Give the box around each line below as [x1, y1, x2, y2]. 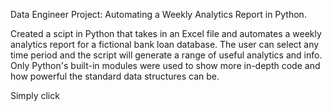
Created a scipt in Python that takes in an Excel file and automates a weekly [10, 28, 322, 39]
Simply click [10, 90, 60, 101]
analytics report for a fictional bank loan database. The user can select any [10, 39, 320, 50]
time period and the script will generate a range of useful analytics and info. [10, 49, 323, 61]
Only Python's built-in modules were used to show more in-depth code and [10, 60, 321, 71]
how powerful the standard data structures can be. [10, 70, 220, 82]
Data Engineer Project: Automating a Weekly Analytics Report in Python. [10, 9, 307, 20]
